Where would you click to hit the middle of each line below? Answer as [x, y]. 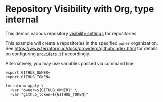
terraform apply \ [24, 86]
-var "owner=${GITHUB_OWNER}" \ [44, 90]
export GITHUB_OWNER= [28, 73]
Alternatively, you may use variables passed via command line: [70, 63]
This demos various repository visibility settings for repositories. [71, 33]
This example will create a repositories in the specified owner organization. [82, 43]
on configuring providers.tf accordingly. [48, 54]
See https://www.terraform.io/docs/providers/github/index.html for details [81, 48]
